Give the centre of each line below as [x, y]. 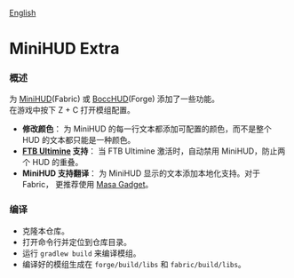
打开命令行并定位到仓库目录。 [76, 242]
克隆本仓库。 [45, 231]
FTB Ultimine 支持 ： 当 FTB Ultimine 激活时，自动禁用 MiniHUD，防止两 [154, 151]
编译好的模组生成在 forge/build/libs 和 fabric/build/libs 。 [134, 264]
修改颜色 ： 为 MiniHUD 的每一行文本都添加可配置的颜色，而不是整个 [147, 129]
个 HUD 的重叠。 [52, 163]
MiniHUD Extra [64, 49]
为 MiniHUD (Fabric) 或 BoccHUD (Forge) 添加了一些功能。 [115, 99]
